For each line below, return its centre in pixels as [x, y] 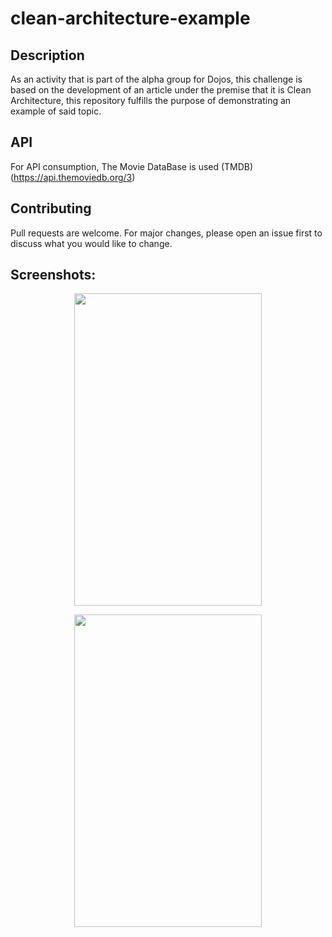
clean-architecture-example [130, 18]
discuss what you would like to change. [91, 243]
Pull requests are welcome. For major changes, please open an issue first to [166, 233]
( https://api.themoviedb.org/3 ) [73, 177]
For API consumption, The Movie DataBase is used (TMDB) [132, 166]
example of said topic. [56, 111]
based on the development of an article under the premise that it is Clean [161, 90]
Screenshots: [53, 275]
